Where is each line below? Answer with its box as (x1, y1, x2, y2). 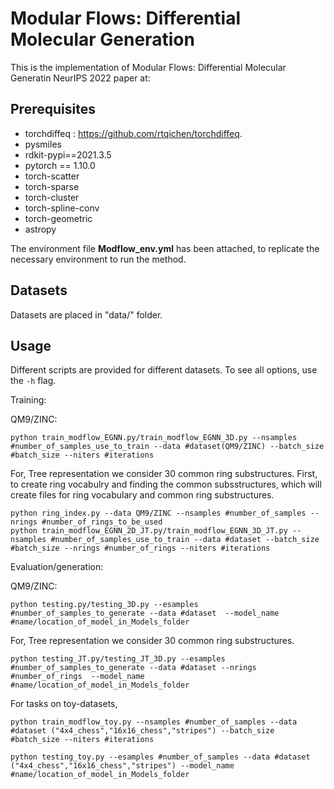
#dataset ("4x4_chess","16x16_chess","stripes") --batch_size (10, 726, 275, 736)
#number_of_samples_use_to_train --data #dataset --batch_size (50, 535, 320, 545)
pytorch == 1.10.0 (24, 159, 96, 171)
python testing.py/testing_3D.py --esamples (10, 600, 199, 610)
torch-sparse (24, 180, 80, 192)
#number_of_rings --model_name (10, 672, 145, 682)
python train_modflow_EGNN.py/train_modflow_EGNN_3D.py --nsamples (10, 433, 298, 443)
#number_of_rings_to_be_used (41, 517, 163, 527)
